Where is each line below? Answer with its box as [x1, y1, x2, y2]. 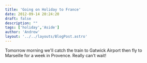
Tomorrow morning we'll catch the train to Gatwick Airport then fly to [5, 47, 143, 53]
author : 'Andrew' [5, 30, 40, 34]
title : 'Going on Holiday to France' [5, 7, 81, 12]
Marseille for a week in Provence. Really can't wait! [5, 52, 106, 58]
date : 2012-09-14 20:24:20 [5, 12, 59, 16]
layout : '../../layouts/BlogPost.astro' [5, 34, 88, 39]
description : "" [5, 20, 38, 26]
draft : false [5, 16, 31, 21]
